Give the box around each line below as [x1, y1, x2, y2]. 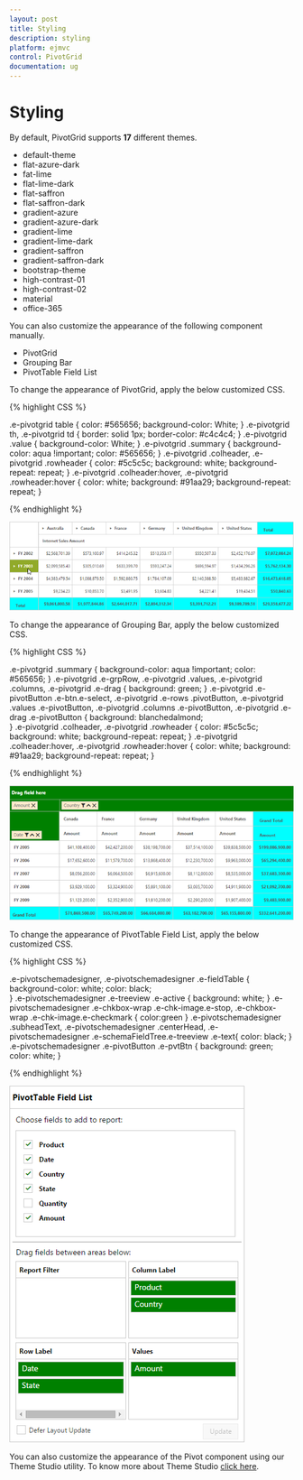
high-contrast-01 [22, 273, 86, 284]
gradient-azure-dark [22, 217, 99, 227]
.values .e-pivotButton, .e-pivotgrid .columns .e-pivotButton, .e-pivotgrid [9, 702, 280, 713]
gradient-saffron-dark [22, 254, 105, 265]
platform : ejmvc [9, 43, 70, 52]
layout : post [9, 14, 59, 23]
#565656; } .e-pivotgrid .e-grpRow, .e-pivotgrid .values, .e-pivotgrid [9, 673, 263, 684]
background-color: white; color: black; [9, 983, 151, 994]
